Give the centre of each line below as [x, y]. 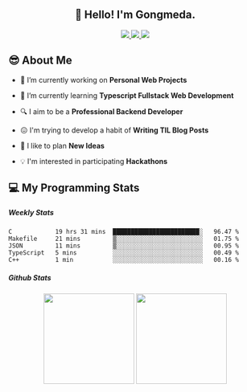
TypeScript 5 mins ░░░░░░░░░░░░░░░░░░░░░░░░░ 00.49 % [124, 253]
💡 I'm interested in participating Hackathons [94, 161]
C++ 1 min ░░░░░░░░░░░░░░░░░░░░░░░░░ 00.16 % [124, 259]
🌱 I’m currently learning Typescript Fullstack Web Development [127, 95]
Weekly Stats [31, 212]
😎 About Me [40, 61]
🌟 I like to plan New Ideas [62, 145]
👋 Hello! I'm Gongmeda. [135, 15]
